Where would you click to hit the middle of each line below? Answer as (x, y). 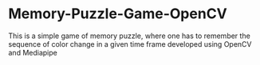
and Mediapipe (33, 52)
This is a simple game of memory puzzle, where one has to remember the (130, 36)
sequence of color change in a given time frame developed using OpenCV (130, 44)
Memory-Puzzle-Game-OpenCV (118, 14)
